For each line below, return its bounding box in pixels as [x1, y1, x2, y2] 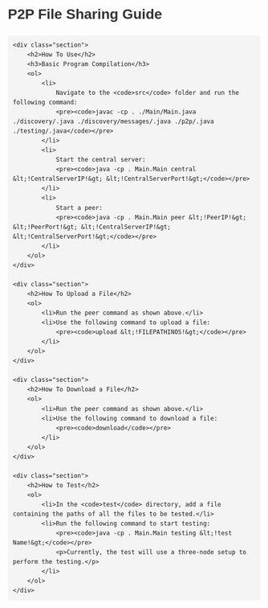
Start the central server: [55, 156, 146, 164]
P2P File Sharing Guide [7, 6, 163, 23]
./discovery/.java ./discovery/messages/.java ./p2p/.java [13, 117, 214, 125]
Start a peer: [55, 203, 103, 212]
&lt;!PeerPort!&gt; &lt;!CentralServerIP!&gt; [13, 223, 171, 231]
